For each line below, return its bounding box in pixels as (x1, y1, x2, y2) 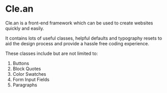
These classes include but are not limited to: (5, 50, 98, 56)
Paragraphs (12, 82, 37, 88)
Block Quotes (12, 66, 41, 72)
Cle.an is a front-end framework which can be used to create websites (5, 20, 153, 26)
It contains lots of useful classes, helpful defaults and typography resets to (5, 35, 162, 41)
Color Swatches (12, 71, 46, 77)
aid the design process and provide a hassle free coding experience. (5, 40, 149, 46)
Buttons (12, 60, 30, 66)
